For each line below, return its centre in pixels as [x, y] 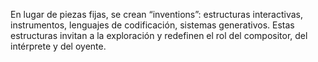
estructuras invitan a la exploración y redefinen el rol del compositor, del [159, 35]
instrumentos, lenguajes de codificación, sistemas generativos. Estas [152, 25]
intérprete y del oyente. [58, 46]
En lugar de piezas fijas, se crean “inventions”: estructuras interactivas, [157, 14]
